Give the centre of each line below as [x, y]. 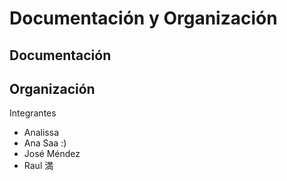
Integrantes [33, 113]
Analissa [41, 133]
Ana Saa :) [45, 143]
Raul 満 [38, 166]
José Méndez [52, 154]
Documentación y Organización [143, 18]
